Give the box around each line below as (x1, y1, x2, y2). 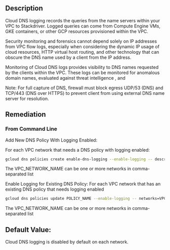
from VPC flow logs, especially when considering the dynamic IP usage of (5, 43, 160, 50)
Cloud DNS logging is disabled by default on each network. (5, 239, 129, 245)
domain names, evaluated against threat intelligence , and (5, 75, 125, 81)
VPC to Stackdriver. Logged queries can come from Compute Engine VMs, (5, 23, 161, 29)
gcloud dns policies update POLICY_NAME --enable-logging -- (5, 196, 137, 201)
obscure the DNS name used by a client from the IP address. (5, 54, 132, 60)
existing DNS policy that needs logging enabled (5, 186, 104, 192)
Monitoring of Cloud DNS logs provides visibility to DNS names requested (5, 64, 159, 70)
